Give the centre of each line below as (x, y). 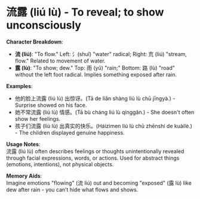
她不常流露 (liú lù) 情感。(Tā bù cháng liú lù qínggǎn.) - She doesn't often (104, 112)
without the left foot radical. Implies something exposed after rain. (96, 74)
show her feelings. (38, 119)
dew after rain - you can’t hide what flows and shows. (72, 189)
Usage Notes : (23, 144)
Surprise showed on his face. (51, 105)
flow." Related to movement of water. (60, 61)
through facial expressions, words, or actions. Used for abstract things (93, 158)
